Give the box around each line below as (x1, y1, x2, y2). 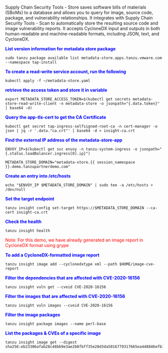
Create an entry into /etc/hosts (5, 173, 71, 179)
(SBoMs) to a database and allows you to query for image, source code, (5, 9, 153, 15)
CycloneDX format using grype (5, 242, 69, 248)
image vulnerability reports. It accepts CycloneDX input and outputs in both (5, 25, 160, 31)
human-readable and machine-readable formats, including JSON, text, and (5, 31, 159, 36)
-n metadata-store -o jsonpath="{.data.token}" (58, 101, 160, 106)
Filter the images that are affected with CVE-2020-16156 (5, 293, 125, 299)
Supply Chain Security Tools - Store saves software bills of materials (5, 4, 146, 10)
